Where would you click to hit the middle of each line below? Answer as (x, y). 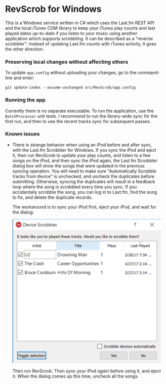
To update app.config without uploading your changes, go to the (71, 73)
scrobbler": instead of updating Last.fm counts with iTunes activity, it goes (81, 43)
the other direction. (25, 49)
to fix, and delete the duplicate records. (52, 197)
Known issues (22, 134)
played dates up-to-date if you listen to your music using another (71, 33)
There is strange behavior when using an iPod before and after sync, (82, 145)
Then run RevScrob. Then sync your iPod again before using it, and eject (86, 371)
